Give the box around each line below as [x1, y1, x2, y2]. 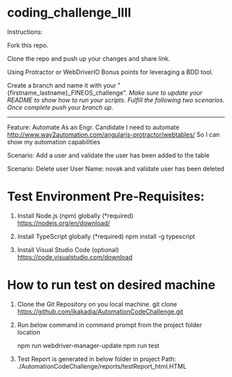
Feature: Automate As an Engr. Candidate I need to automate [7, 123, 180, 131]
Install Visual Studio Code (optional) [17, 245, 119, 253]
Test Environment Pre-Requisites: [7, 188, 205, 204]
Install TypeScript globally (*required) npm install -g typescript [17, 232, 195, 240]
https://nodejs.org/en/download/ [17, 219, 110, 227]
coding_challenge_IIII [7, 5, 131, 21]
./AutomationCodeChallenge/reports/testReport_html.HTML [17, 362, 187, 370]
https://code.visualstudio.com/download [17, 253, 133, 261]
